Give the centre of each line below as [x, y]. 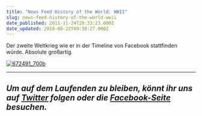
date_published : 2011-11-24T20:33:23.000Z [60, 23]
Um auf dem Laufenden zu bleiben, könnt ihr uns [99, 88]
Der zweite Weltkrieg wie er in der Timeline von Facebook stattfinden [92, 46]
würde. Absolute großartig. [40, 52]
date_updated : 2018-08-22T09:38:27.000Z [58, 29]
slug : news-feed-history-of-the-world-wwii [62, 17]
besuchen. [27, 107]
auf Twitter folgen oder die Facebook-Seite [89, 98]
